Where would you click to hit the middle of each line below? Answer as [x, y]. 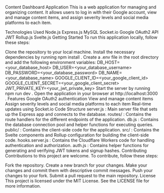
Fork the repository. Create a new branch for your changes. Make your [76, 165]
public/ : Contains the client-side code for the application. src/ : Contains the [82, 130]
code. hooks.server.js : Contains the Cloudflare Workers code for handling [80, 140]
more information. [23, 186]
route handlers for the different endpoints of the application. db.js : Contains [82, 119]
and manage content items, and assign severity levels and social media [77, 17]
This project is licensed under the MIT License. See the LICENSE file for [77, 181]
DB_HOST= [108, 62]
